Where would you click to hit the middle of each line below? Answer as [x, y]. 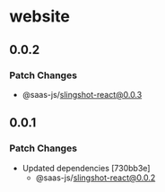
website [39, 17]
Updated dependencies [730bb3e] [86, 168]
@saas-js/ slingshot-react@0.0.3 [82, 94]
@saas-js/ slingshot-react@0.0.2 [96, 178]
